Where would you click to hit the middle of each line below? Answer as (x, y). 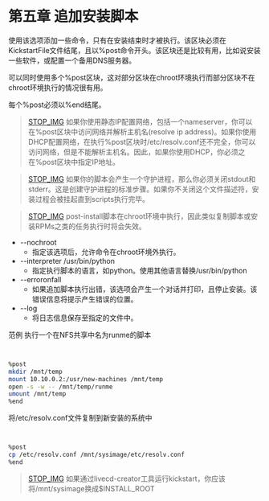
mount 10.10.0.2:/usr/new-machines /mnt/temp (86, 379)
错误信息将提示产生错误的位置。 (85, 299)
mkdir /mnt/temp (35, 372)
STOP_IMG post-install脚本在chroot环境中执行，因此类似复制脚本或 (139, 216)
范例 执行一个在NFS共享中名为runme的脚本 (79, 335)
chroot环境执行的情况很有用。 (58, 87)
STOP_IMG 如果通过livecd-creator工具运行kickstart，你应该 (127, 478)
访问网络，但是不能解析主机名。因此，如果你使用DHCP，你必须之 (137, 152)
